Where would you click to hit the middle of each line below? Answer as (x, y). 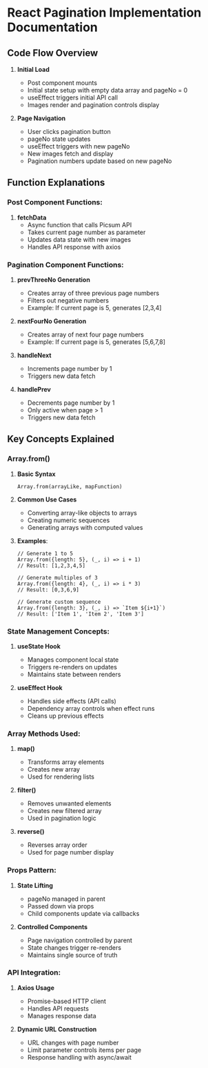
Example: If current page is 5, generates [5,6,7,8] (96, 342)
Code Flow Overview (53, 53)
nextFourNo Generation (52, 321)
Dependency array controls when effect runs (91, 708)
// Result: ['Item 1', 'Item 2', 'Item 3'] (81, 614)
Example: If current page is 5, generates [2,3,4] (94, 307)
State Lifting (35, 885)
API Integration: (34, 973)
